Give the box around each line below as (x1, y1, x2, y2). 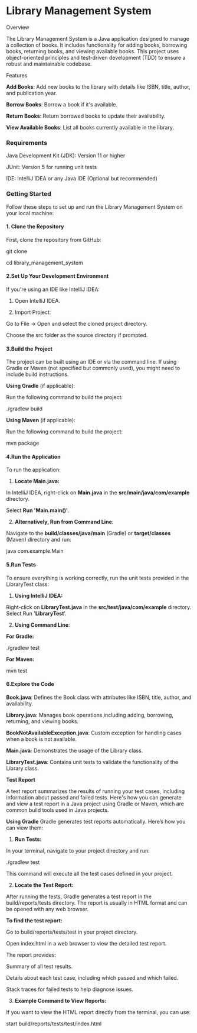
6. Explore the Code (6, 681, 54, 688)
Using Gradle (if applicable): (6, 383, 75, 390)
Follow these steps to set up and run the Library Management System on (6, 203, 183, 211)
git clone (6, 247, 28, 255)
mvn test (6, 667, 28, 674)
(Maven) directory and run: (6, 536, 72, 543)
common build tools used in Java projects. (6, 806, 109, 814)
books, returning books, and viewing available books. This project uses (6, 47, 179, 54)
